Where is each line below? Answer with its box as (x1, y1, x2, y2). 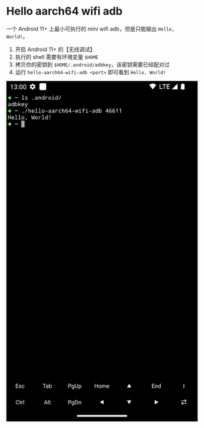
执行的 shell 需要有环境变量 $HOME (15, 53, 99, 60)
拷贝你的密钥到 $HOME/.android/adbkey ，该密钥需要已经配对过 (15, 61, 170, 68)
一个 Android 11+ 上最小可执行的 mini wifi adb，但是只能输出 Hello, (6, 25, 175, 32)
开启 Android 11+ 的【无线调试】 (15, 46, 96, 53)
